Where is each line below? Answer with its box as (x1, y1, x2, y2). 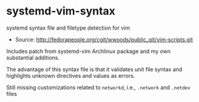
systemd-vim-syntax (6, 4, 116, 18)
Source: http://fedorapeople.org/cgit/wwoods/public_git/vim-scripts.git (15, 36, 193, 43)
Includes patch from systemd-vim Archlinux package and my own (6, 47, 171, 55)
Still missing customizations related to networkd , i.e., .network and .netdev (6, 83, 191, 91)
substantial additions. (6, 54, 60, 61)
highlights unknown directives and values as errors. (6, 72, 135, 79)
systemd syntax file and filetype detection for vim (6, 24, 130, 31)
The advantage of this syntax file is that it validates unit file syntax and (6, 65, 183, 73)
